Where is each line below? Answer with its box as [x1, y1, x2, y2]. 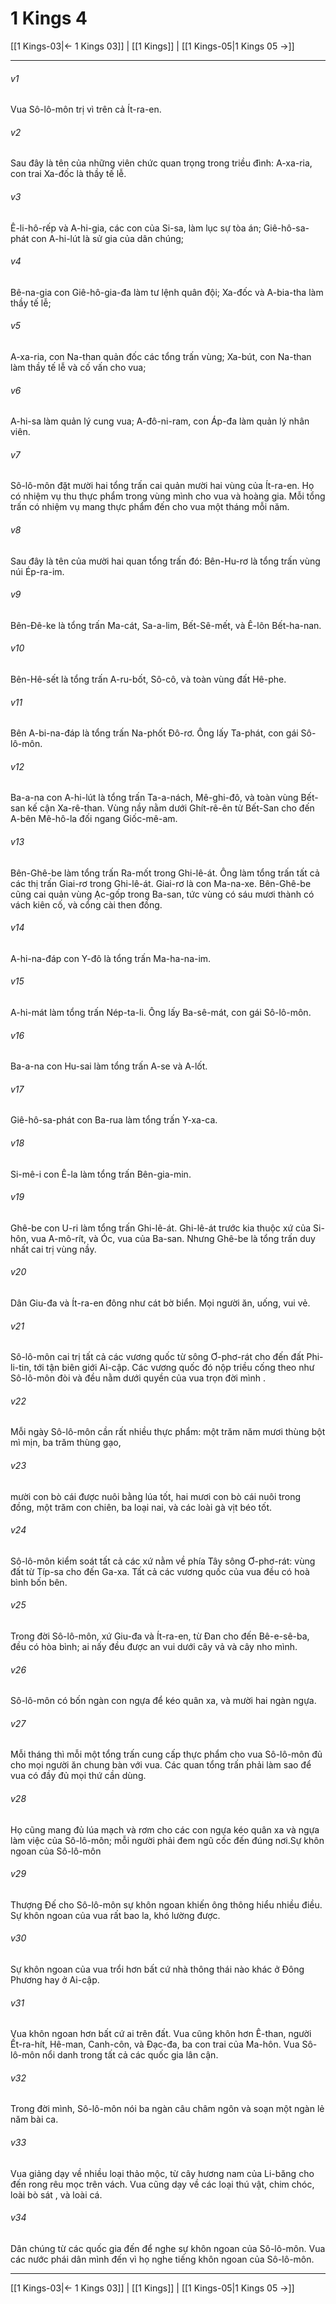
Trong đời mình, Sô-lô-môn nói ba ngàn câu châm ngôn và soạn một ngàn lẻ [10, 2103, 325, 2115]
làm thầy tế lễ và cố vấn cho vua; [10, 361, 147, 373]
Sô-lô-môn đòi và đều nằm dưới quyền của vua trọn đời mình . [10, 1372, 267, 1384]
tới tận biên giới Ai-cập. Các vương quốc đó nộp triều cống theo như [33, 1362, 315, 1374]
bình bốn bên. [10, 1576, 68, 1588]
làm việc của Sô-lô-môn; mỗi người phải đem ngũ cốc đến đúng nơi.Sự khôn [10, 1834, 325, 1846]
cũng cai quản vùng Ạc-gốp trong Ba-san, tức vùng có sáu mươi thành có [10, 888, 315, 900]
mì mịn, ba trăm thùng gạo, [10, 1437, 122, 1449]
